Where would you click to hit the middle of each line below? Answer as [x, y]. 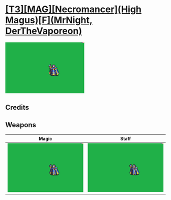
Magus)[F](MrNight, [49, 20]
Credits [17, 108]
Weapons [21, 125]
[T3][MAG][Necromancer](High [73, 9]
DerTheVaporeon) [44, 31]
